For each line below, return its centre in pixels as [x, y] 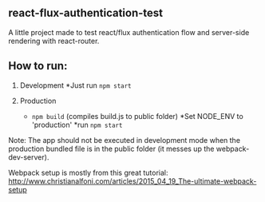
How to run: [38, 66]
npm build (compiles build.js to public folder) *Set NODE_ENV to [137, 116]
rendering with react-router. [54, 41]
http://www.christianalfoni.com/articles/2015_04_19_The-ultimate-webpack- [132, 181]
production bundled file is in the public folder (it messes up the [111, 149]
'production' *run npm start [77, 125]
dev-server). [29, 157]
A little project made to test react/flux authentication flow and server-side [129, 32]
